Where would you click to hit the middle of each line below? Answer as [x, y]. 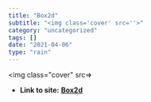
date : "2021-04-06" [41, 45]
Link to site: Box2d [51, 90]
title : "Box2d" [33, 15]
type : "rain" [30, 52]
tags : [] [23, 38]
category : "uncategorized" [53, 30]
